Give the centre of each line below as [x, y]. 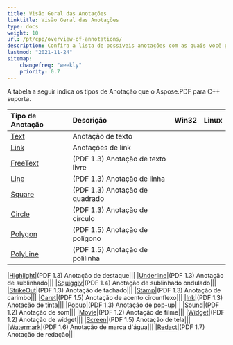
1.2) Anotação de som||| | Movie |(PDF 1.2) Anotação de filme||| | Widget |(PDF [116, 312]
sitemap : [20, 59]
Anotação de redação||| [41, 334]
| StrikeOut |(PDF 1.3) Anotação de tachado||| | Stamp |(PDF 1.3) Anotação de [114, 290]
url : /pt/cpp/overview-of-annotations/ [65, 39]
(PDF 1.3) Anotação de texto [119, 159]
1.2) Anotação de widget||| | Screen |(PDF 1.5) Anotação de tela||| [99, 319]
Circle [20, 214]
